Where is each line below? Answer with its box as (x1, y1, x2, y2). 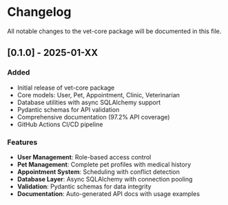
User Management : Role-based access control (17, 153, 152, 161)
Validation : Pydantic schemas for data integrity (17, 182, 152, 191)
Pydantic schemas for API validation (17, 105, 120, 114)
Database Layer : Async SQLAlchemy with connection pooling (17, 175, 193, 183)
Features (7, 137, 38, 147)
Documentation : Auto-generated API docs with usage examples (17, 189, 200, 197)
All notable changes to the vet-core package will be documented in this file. (7, 27, 222, 35)
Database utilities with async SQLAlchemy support (17, 98, 161, 106)
